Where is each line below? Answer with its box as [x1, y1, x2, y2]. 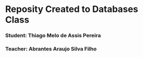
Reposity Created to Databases [5, 3, 138, 15]
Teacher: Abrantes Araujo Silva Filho [5, 45, 97, 52]
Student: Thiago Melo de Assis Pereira [5, 32, 101, 39]
